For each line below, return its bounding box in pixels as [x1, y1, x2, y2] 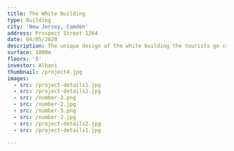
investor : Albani [7, 62, 58, 69]
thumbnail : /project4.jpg [7, 68, 82, 75]
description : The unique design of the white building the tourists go [7, 42, 219, 49]
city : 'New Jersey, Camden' [7, 23, 89, 30]
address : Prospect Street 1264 [7, 29, 98, 37]
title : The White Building [7, 10, 86, 17]
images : [7, 74, 30, 82]
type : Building [7, 17, 52, 24]
